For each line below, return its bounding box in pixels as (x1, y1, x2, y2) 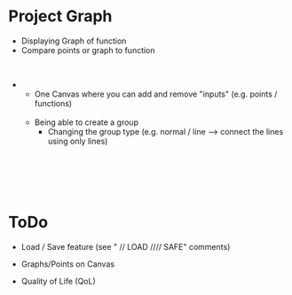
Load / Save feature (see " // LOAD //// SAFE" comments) (20, 241, 231, 252)
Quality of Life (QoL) (20, 276, 97, 286)
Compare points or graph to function (20, 44, 156, 55)
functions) (34, 97, 73, 108)
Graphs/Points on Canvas (20, 259, 115, 269)
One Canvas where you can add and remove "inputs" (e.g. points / (34, 89, 278, 99)
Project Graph (8, 6, 113, 27)
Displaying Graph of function (20, 35, 127, 46)
